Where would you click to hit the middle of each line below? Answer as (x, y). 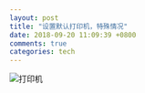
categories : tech (42, 52)
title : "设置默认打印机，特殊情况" (69, 26)
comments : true (38, 43)
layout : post (34, 18)
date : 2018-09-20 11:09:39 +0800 (73, 35)
